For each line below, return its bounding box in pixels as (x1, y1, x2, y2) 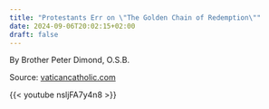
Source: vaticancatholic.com (9, 72, 116, 83)
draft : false (9, 30, 59, 39)
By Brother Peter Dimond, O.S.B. (9, 55, 130, 66)
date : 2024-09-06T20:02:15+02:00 (9, 22, 136, 31)
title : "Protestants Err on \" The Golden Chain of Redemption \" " (9, 13, 261, 23)
